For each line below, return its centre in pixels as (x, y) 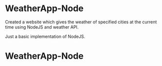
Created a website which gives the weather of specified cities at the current (81, 22)
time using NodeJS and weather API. (42, 27)
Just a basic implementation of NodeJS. (45, 36)
